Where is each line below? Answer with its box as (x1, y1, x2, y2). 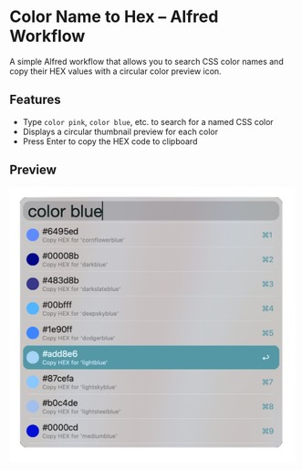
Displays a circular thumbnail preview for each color (22, 126, 219, 137)
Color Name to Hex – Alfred (9, 6, 219, 27)
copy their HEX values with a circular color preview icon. (9, 66, 222, 77)
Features (9, 92, 61, 108)
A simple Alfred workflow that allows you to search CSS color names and (9, 56, 285, 67)
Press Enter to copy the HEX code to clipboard (22, 135, 198, 147)
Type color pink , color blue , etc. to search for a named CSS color (22, 116, 274, 127)
